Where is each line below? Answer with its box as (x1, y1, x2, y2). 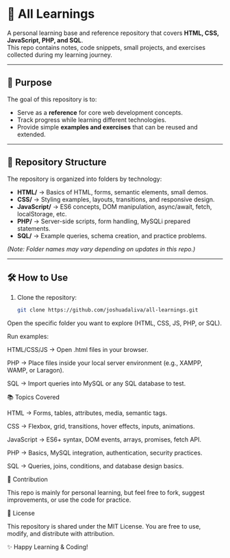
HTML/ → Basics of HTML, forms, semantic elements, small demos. (16, 188, 209, 196)
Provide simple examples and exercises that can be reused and (16, 123, 199, 131)
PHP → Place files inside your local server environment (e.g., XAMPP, (7, 359, 203, 367)
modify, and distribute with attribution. (7, 530, 115, 538)
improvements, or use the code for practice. (7, 496, 131, 504)
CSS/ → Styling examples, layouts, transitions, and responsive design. (16, 195, 215, 203)
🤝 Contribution (7, 475, 48, 483)
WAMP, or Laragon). (7, 366, 64, 375)
